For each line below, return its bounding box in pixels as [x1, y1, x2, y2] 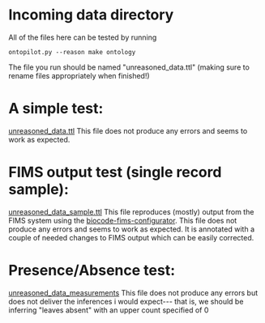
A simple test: [8, 100, 104, 118]
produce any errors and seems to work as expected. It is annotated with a [8, 224, 255, 234]
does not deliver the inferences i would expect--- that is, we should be [8, 296, 244, 306]
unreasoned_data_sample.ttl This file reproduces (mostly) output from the [8, 206, 254, 216]
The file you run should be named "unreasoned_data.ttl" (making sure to [8, 62, 250, 72]
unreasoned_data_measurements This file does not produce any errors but [8, 287, 259, 297]
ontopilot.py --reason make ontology [8, 48, 136, 56]
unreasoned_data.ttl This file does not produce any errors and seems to [8, 125, 248, 135]
